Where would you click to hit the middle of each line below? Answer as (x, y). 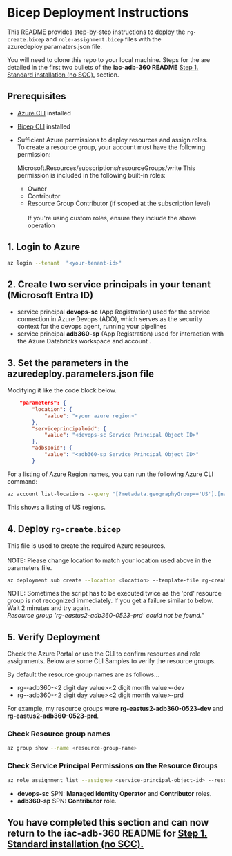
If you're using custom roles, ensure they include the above (112, 218)
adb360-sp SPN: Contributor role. (67, 801)
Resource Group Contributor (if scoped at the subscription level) (119, 203)
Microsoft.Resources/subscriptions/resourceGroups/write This (106, 168)
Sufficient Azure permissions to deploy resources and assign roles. (113, 140)
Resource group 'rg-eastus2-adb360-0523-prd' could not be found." (106, 616)
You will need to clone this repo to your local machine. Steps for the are (109, 59)
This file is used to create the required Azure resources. (86, 545)
